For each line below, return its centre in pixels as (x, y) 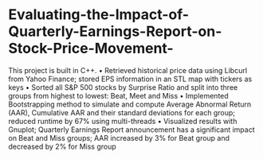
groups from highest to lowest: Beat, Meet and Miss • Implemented (118, 95)
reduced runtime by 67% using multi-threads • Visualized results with (123, 121)
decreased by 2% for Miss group (63, 146)
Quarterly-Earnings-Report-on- (115, 31)
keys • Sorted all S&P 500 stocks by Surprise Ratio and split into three (123, 87)
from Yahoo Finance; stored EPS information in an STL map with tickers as (130, 79)
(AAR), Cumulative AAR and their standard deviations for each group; (122, 112)
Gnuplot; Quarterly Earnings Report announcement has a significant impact (131, 130)
